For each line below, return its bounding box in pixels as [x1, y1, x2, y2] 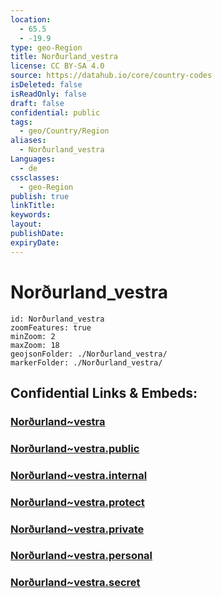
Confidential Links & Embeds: [10, 384, 198, 401]
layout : [10, 219, 43, 230]
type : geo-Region [10, 42, 83, 53]
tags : [10, 117, 33, 127]
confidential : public [10, 107, 101, 118]
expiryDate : [10, 237, 60, 248]
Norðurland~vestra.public [10, 441, 140, 455]
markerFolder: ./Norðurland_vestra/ [10, 357, 163, 368]
